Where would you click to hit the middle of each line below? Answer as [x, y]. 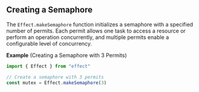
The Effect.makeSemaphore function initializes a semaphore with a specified [100, 24]
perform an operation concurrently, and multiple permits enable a [88, 37]
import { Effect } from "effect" [48, 66]
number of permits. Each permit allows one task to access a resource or [96, 31]
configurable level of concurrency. [49, 43]
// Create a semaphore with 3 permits [55, 77]
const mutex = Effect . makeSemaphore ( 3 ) [57, 83]
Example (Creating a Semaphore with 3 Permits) [67, 55]
